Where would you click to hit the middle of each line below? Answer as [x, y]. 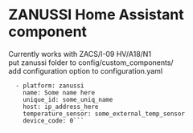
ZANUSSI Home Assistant [96, 15]
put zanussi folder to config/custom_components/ [91, 62]
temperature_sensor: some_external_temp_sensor [104, 114]
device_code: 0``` [53, 121]
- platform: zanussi [50, 86]
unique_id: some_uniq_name [68, 99]
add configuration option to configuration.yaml [86, 71]
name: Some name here [59, 93]
